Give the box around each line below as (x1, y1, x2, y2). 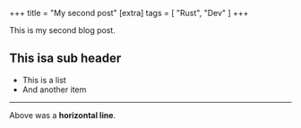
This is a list (21, 74, 67, 85)
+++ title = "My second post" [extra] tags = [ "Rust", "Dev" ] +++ (9, 8, 249, 18)
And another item (21, 84, 87, 95)
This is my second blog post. (9, 25, 116, 35)
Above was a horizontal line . (9, 109, 116, 120)
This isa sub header (9, 51, 122, 66)
